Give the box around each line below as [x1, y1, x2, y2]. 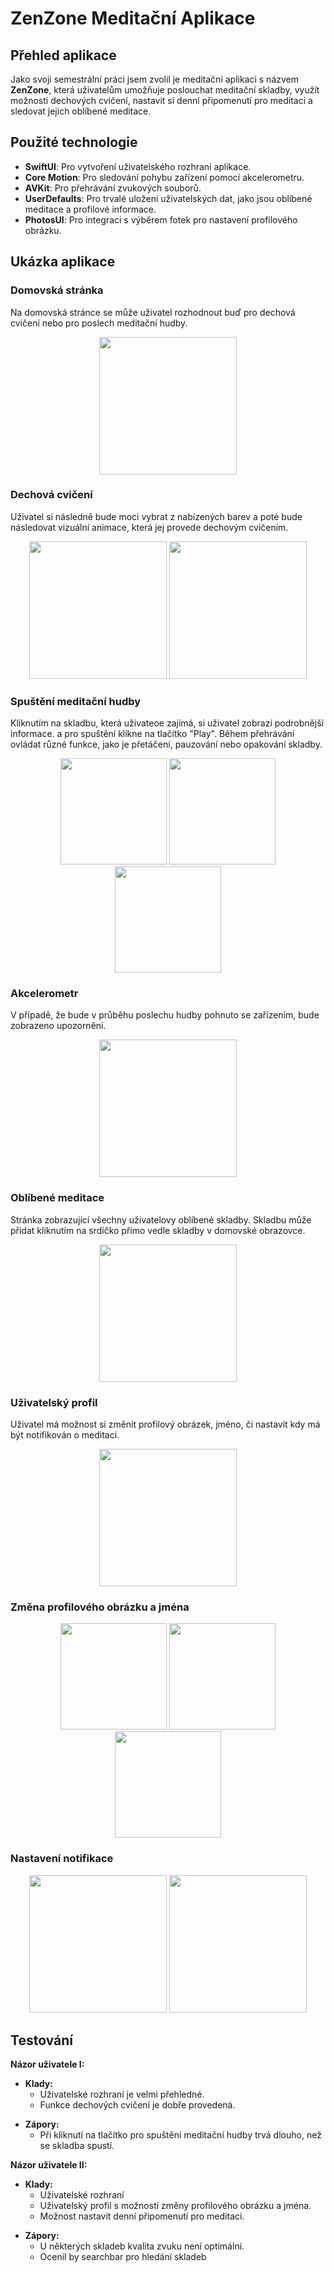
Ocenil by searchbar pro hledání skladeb [39, 2251, 207, 2263]
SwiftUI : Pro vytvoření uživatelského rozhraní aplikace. [24, 160, 252, 172]
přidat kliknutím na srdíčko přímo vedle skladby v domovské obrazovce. [10, 1224, 306, 1236]
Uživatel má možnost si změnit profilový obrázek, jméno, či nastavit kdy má [10, 1418, 321, 1430]
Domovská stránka [10, 283, 104, 297]
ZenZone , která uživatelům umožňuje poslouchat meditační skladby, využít [10, 84, 320, 96]
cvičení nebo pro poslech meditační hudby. [10, 317, 188, 329]
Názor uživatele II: [10, 2159, 88, 2171]
